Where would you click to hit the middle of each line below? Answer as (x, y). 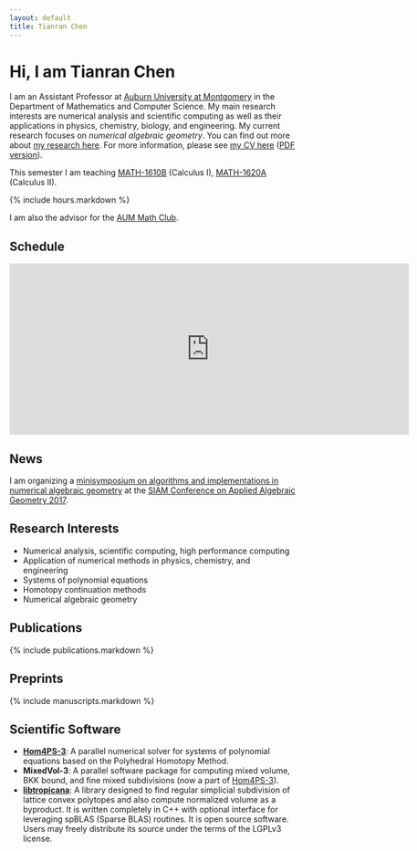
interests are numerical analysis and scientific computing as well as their (146, 116)
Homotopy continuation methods (84, 589)
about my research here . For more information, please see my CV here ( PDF (152, 145)
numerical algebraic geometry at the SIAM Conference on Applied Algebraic (153, 490)
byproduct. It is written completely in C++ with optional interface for (150, 810)
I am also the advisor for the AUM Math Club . (94, 218)
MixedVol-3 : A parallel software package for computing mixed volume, (156, 771)
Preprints (36, 679)
